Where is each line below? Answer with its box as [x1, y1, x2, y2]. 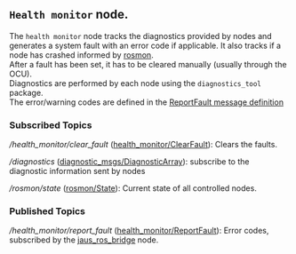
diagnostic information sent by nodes [9, 166, 146, 177]
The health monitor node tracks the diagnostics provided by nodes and [9, 30, 273, 41]
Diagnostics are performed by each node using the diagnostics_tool [9, 77, 262, 88]
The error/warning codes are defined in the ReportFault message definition [9, 97, 284, 107]
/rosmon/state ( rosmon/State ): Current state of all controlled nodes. [9, 183, 258, 194]
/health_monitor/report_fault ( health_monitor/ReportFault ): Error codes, [9, 226, 269, 236]
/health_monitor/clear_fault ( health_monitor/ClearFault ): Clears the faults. [9, 139, 278, 150]
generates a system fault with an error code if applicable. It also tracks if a [9, 40, 282, 51]
